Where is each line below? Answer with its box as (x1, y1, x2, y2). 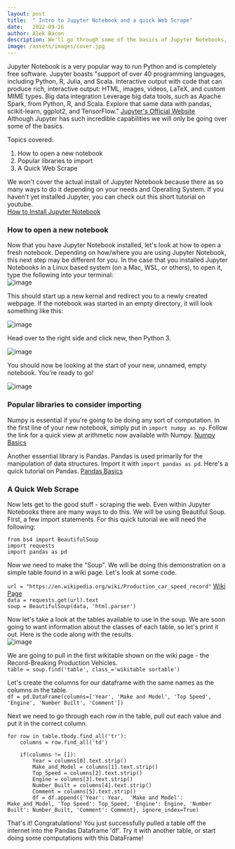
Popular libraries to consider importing (7, 400, 142, 409)
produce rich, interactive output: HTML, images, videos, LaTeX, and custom (7, 85, 226, 93)
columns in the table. (7, 685, 68, 694)
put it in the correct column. (7, 719, 88, 728)
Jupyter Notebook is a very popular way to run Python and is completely (7, 62, 217, 70)
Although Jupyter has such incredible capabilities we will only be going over (7, 114, 227, 123)
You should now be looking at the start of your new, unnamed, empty (7, 361, 207, 369)
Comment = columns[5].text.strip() (32, 788, 137, 795)
